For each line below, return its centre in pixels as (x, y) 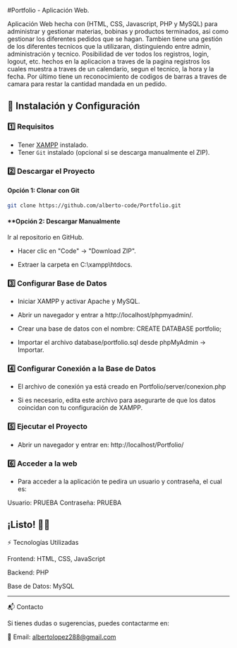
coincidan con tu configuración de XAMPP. (80, 408)
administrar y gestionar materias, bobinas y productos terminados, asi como (118, 31)
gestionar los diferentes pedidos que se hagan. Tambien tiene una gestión (115, 39)
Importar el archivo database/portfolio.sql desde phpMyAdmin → (111, 343)
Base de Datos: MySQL (41, 586)
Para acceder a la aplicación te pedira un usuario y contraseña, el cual (120, 482)
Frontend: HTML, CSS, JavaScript (56, 558)
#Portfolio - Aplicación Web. (48, 10)
